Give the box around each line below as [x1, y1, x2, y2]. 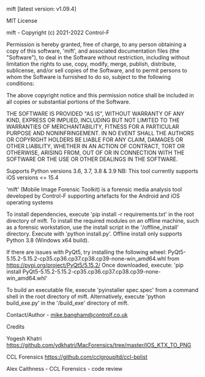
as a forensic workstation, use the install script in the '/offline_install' [6, 223, 179, 231]
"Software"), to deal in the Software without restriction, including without [6, 54, 190, 61]
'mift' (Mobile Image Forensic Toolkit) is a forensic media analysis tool [6, 186, 182, 193]
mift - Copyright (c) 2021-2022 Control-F [6, 29, 110, 36]
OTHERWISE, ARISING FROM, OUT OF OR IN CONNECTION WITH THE [6, 149, 185, 156]
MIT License [6, 17, 38, 24]
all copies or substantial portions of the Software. [6, 98, 130, 105]
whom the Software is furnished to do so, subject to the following [6, 73, 171, 80]
